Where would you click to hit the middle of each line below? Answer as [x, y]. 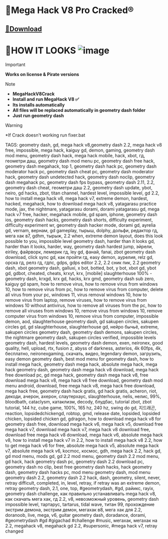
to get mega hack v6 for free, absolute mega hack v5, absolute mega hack [82, 445]
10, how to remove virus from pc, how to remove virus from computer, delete [84, 289]
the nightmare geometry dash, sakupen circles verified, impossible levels [81, 338]
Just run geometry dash [38, 115]
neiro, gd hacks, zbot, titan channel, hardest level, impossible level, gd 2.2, [82, 193]
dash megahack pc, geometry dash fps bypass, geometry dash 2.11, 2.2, [80, 182]
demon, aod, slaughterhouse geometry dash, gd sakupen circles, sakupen [82, 321]
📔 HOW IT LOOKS [41, 50]
